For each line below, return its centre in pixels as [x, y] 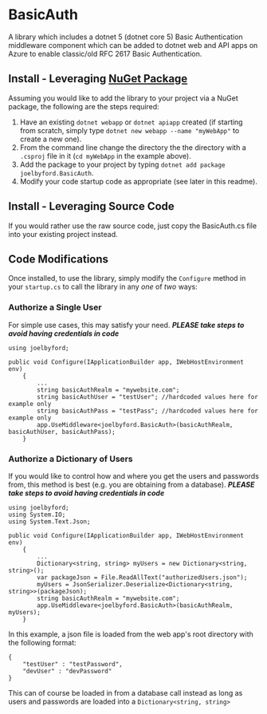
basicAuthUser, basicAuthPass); [62, 432]
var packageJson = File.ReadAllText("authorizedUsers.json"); [142, 577]
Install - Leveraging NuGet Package [98, 79]
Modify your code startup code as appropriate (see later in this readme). [138, 181]
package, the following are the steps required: [84, 106]
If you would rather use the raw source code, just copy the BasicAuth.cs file [133, 226]
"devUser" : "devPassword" [67, 671]
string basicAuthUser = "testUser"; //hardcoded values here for [148, 396]
